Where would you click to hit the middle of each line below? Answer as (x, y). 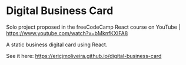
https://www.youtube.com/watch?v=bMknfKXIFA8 (67, 33)
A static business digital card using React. (57, 45)
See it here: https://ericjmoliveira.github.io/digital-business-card (84, 56)
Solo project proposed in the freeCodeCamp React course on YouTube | (93, 27)
